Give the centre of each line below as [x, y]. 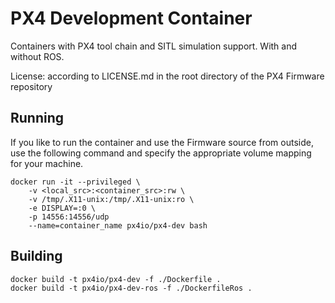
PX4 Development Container [131, 18]
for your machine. [47, 163]
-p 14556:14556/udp [69, 217]
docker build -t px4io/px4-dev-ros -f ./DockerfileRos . [131, 288]
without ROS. [37, 56]
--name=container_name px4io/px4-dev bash [118, 225]
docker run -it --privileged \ [75, 182]
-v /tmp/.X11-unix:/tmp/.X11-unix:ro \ [111, 199]
